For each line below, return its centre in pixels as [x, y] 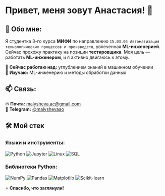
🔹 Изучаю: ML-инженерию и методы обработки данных [66, 72]
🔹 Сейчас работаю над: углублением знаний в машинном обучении [79, 67]
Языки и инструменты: [35, 143]
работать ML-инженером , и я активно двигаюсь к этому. [67, 57]
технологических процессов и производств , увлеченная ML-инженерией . [83, 47]
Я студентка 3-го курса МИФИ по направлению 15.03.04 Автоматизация [82, 41]
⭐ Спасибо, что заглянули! [35, 188]
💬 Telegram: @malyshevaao [35, 109]
